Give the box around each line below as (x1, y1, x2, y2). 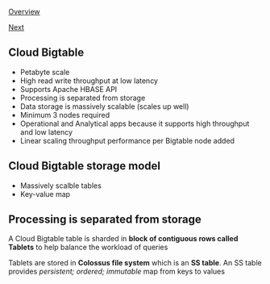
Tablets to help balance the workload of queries (8, 242, 168, 253)
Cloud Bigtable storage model (8, 159, 161, 173)
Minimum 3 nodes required (19, 110, 110, 119)
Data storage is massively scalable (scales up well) (19, 101, 189, 111)
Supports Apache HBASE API (19, 84, 118, 94)
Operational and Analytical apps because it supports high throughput (19, 119, 250, 128)
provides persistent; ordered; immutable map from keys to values (8, 266, 226, 277)
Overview (8, 7, 40, 16)
